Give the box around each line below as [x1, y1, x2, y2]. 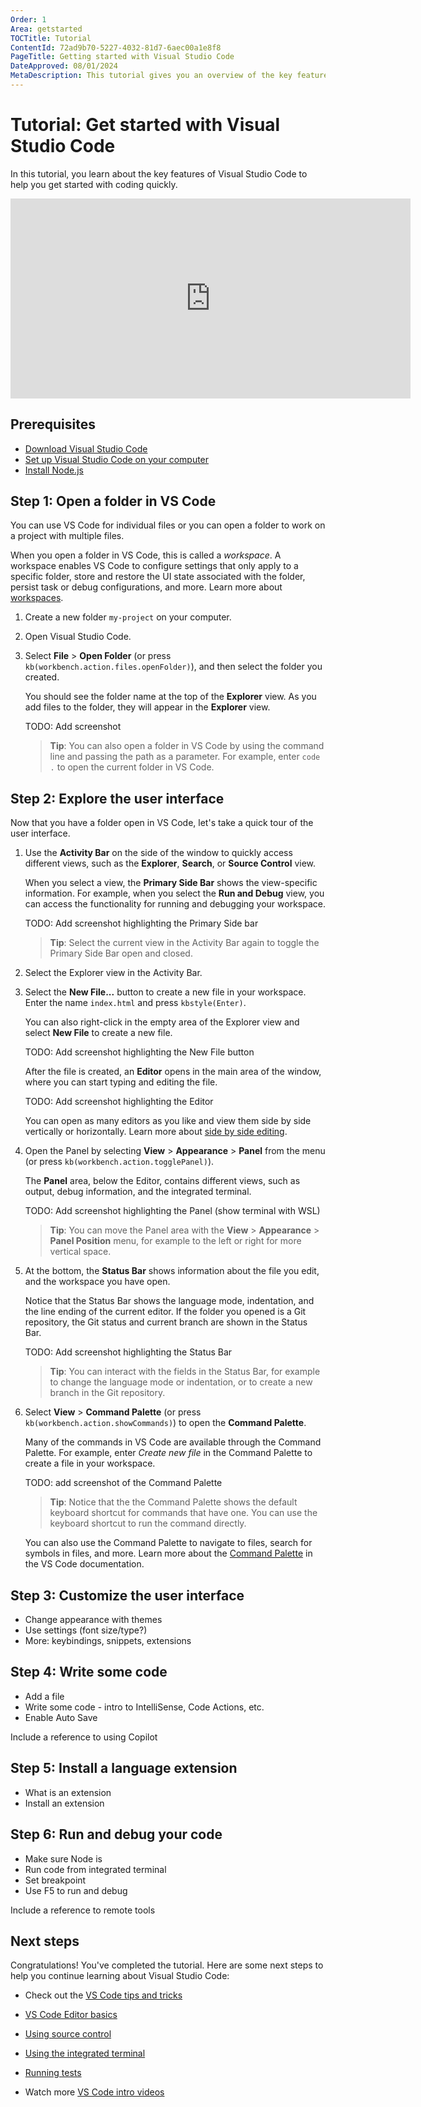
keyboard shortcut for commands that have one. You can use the [49, 1507, 318, 1519]
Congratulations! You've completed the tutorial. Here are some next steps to [10, 1959, 324, 1971]
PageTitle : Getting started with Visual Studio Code [10, 52, 235, 62]
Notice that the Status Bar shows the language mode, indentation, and [24, 1295, 315, 1307]
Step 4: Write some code [10, 1664, 168, 1681]
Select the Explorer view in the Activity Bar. [24, 967, 203, 979]
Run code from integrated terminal [24, 1863, 167, 1875]
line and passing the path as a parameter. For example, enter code [49, 751, 321, 763]
